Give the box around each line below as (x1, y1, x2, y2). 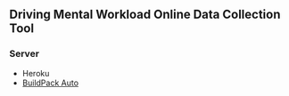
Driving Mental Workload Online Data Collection (9, 7, 281, 22)
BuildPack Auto (21, 77, 78, 88)
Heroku (21, 68, 50, 78)
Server (9, 48, 40, 60)
